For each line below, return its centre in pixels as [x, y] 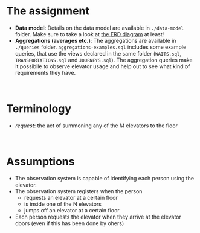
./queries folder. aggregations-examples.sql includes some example [101, 47]
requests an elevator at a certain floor [71, 197]
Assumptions [40, 162]
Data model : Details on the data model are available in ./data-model [99, 28]
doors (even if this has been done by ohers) [69, 223]
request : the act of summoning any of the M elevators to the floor [96, 126]
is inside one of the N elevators [63, 204]
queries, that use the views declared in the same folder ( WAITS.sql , [98, 53]
